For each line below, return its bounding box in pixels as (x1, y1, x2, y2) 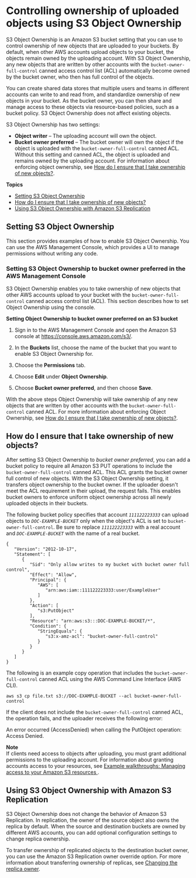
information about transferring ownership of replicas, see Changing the (6, 859, 178, 866)
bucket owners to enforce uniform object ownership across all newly (6, 494, 171, 501)
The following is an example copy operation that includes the (6, 669, 153, 676)
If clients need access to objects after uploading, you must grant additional (6, 750, 187, 757)
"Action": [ (29, 603, 59, 608)
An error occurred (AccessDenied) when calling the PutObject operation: (6, 726, 182, 733)
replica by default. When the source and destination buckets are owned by (6, 822, 186, 830)
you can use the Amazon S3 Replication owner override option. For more (6, 853, 181, 860)
